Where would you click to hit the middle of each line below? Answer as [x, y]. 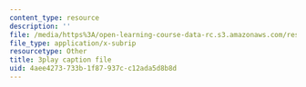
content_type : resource [55, 18]
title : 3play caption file [61, 60]
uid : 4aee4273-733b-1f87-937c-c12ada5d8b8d [93, 69]
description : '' [40, 26]
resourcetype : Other [49, 52]
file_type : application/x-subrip [73, 43]
